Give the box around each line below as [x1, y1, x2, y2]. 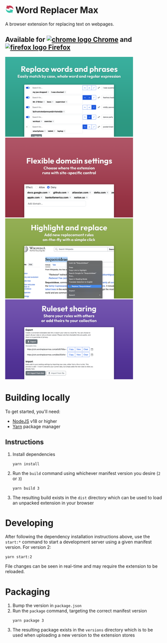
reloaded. [5, 569, 25, 575]
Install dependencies [12, 451, 56, 457]
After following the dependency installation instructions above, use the [5, 534, 151, 540]
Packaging [5, 586, 50, 598]
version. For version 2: [5, 544, 51, 550]
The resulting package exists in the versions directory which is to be [12, 627, 153, 633]
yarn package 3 [12, 618, 44, 623]
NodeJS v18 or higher [12, 418, 57, 424]
